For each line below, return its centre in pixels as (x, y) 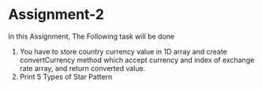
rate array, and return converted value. (82, 68)
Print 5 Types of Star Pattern (66, 76)
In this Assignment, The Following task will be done (92, 36)
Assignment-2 (56, 15)
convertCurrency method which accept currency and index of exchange (137, 60)
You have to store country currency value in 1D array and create (123, 51)
